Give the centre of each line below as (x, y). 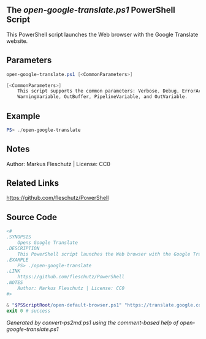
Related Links (33, 183)
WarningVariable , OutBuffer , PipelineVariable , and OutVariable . (103, 97)
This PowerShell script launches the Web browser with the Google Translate (102, 34)
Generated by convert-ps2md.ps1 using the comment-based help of (93, 322)
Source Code (32, 217)
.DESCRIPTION (23, 248)
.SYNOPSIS (19, 237)
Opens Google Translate (48, 243)
